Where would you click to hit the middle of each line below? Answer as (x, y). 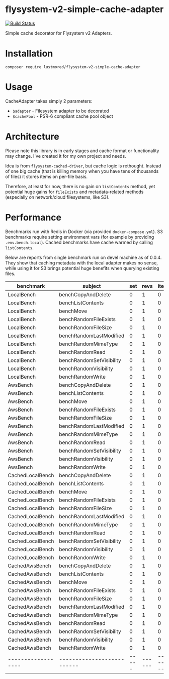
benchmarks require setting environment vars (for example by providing (80, 237)
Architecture (32, 137)
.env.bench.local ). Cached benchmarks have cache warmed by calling (79, 242)
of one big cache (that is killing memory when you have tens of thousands (82, 171)
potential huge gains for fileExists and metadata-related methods (74, 192)
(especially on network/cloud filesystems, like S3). (57, 197)
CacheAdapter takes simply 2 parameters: (49, 101)
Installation (29, 54)
